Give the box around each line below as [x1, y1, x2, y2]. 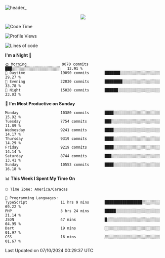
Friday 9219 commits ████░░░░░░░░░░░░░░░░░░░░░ [5, 145, 161, 150]
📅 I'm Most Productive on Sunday [5, 101, 75, 106]
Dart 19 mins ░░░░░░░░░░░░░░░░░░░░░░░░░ [5, 226, 161, 231]
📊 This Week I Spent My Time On [5, 175, 75, 181]
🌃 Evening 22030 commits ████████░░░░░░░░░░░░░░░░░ [5, 79, 161, 84]
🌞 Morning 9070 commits [5, 62, 89, 67]
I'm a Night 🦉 [5, 52, 32, 58]
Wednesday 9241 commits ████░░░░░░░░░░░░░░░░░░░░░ [5, 128, 161, 132]
